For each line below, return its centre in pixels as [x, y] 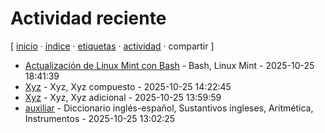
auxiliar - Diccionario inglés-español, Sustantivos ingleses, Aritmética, [169, 108]
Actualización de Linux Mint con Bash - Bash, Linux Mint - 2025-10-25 [169, 65]
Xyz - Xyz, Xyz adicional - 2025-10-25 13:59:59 [123, 97]
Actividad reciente [88, 18]
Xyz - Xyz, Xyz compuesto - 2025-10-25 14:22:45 [128, 86]
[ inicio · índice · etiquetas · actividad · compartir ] [112, 46]
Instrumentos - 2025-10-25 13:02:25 [100, 118]
